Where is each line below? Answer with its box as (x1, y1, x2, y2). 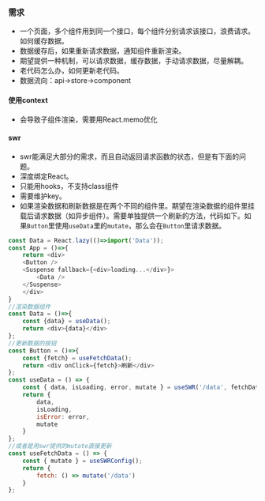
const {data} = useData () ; (22, 318, 111, 326)
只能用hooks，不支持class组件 (19, 181, 119, 190)
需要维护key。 (19, 191, 66, 201)
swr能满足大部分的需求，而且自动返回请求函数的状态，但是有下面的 (19, 152, 239, 161)
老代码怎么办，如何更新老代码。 (19, 66, 124, 76)
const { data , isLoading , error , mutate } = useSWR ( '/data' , (22, 383, 227, 392)
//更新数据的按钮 (8, 339, 57, 347)
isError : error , (36, 412, 90, 420)
